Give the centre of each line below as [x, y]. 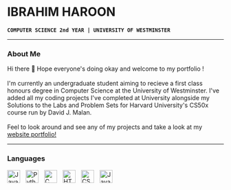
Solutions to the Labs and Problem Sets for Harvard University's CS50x [108, 105]
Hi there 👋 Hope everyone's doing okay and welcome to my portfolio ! [106, 69]
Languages [26, 158]
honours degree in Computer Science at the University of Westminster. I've [113, 91]
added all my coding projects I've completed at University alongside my [108, 98]
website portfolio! [32, 134]
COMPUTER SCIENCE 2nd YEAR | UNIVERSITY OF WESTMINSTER [89, 30]
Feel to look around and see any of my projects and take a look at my [105, 127]
